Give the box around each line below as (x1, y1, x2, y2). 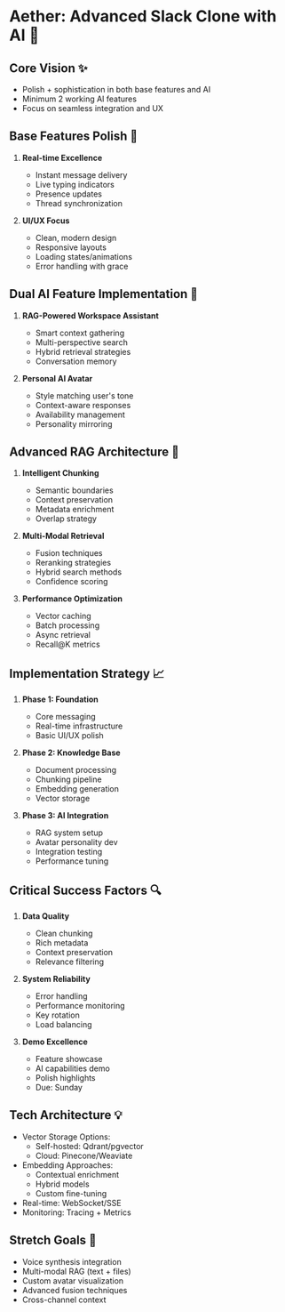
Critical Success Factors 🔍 (9, 882, 162, 897)
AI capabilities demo (35, 1063, 111, 1074)
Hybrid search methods (35, 567, 123, 577)
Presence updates (35, 189, 102, 199)
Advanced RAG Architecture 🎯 (9, 445, 179, 460)
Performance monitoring (35, 1001, 126, 1011)
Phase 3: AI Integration (21, 810, 109, 821)
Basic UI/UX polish (35, 730, 104, 741)
